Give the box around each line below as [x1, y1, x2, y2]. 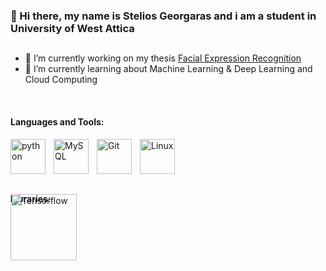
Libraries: [10, 193, 52, 205]
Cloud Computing [24, 74, 98, 86]
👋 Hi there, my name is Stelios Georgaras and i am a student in [10, 9, 317, 23]
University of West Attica [10, 21, 135, 35]
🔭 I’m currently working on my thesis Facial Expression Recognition [24, 52, 302, 64]
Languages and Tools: [10, 115, 105, 128]
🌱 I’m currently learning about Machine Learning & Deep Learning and [24, 63, 313, 75]
